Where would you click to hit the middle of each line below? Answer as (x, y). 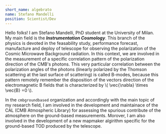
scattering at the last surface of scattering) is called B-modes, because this (82, 75)
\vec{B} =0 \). (19, 90)
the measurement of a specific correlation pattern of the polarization (75, 59)
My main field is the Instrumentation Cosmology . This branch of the (75, 38)
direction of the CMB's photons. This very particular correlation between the (83, 64)
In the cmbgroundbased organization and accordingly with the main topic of (80, 100)
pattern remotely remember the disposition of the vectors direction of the (80, 80)
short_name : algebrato (28, 10)
